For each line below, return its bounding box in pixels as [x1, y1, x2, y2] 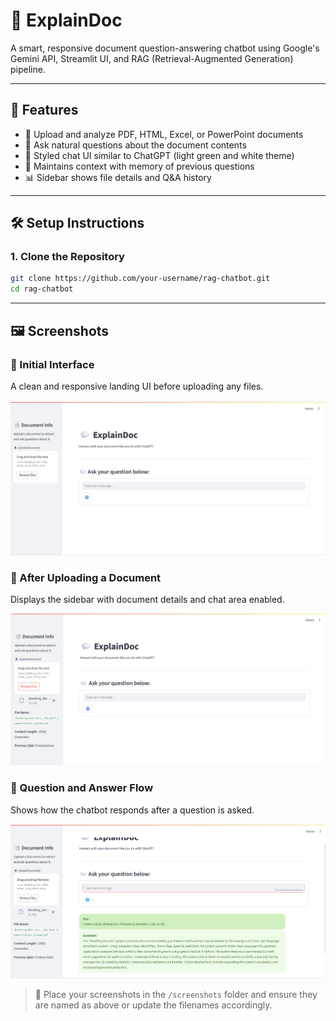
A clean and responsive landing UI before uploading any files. [10, 380, 264, 392]
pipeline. [10, 63, 46, 75]
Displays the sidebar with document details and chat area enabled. [10, 594, 285, 606]
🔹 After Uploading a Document [10, 570, 162, 584]
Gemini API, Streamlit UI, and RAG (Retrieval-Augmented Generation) [10, 52, 294, 64]
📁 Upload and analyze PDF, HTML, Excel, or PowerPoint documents [24, 128, 304, 140]
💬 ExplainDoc [10, 9, 123, 32]
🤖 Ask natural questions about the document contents [24, 139, 247, 151]
